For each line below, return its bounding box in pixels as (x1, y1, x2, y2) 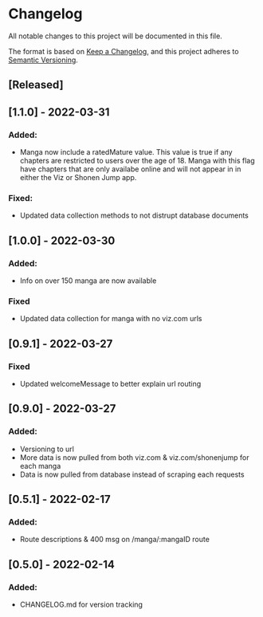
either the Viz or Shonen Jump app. (19, 173, 137, 183)
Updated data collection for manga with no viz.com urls (19, 314, 202, 324)
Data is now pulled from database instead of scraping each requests (19, 470, 245, 479)
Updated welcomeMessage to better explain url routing (19, 379, 202, 388)
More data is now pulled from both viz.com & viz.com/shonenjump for (19, 452, 249, 462)
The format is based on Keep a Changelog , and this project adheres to (8, 46, 239, 56)
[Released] (8, 78, 64, 92)
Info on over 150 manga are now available (19, 276, 157, 285)
